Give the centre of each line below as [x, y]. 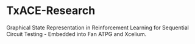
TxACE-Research [51, 11]
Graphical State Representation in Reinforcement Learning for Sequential [97, 28]
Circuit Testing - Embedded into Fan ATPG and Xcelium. [76, 34]
